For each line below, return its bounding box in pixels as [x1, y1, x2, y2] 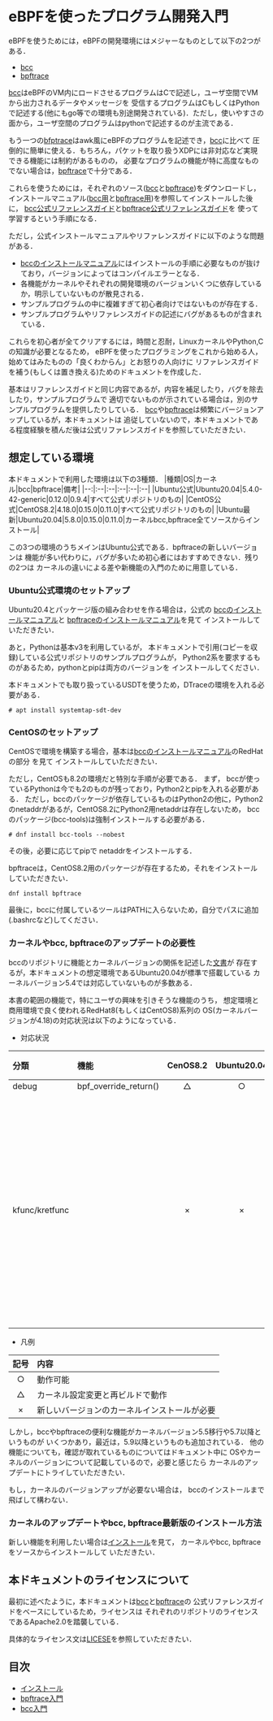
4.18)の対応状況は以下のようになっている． [36, 1015, 181, 1025]
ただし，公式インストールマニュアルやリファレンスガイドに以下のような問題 [8, 231, 265, 241]
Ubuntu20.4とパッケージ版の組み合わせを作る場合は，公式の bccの [8, 605, 234, 614]
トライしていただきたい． [43, 1467, 130, 1477]
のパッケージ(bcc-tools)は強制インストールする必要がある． [8, 814, 210, 825]
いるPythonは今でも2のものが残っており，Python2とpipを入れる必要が [15, 784, 252, 794]
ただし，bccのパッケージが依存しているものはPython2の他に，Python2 [24, 794, 264, 804]
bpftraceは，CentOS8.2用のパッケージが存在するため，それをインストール [8, 863, 258, 874]
